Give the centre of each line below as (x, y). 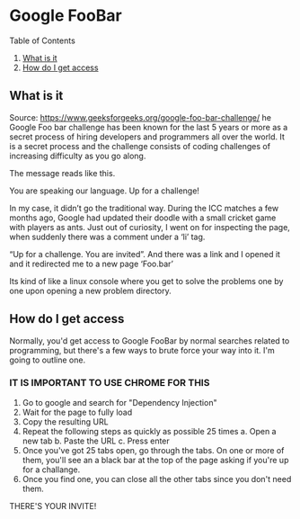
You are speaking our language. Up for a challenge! (105, 191)
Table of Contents (43, 40)
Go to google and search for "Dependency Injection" (119, 402)
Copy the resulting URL (66, 421)
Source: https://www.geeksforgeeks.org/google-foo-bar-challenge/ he (141, 117)
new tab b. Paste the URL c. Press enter (96, 441)
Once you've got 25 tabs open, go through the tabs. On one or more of (153, 450)
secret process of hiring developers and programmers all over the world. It (147, 137)
